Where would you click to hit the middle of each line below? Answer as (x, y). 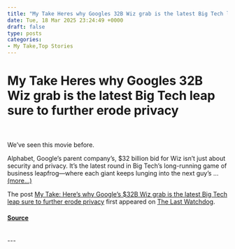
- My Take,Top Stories (40, 46)
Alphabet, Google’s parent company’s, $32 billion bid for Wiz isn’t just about (116, 158)
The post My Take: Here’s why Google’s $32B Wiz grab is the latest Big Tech (117, 194)
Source (18, 218)
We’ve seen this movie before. (51, 145)
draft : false (26, 27)
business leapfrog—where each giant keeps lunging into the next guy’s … (113, 173)
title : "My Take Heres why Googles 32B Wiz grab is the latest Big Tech (115, 14)
